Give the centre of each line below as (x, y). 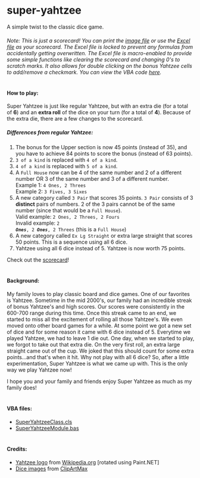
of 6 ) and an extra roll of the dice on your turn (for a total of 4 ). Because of (99, 112)
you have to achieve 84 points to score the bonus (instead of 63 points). (104, 154)
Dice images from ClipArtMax (51, 468)
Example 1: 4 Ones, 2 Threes (51, 185)
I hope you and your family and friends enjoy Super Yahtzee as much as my (99, 382)
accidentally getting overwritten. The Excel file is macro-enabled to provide (99, 53)
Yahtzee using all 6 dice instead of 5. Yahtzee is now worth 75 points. (100, 249)
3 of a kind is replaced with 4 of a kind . (66, 160)
